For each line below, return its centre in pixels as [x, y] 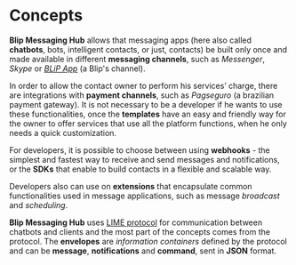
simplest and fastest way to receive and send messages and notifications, [144, 159]
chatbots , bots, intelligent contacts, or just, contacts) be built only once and [148, 49]
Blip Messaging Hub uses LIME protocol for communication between [136, 222]
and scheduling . [39, 205]
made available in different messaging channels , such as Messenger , [137, 59]
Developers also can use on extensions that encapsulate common [131, 186]
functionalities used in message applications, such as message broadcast [144, 196]
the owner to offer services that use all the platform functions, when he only [148, 123]
